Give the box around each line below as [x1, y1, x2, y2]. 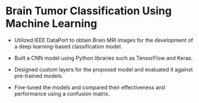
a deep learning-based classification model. [14, 43, 123, 50]
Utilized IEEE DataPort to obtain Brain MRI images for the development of [14, 36, 194, 43]
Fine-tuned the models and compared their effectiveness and [14, 83, 165, 90]
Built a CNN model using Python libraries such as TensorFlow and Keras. [14, 54, 193, 61]
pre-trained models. [14, 72, 64, 79]
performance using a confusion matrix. [14, 90, 110, 97]
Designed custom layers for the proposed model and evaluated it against [14, 65, 193, 73]
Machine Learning [5, 17, 98, 30]
